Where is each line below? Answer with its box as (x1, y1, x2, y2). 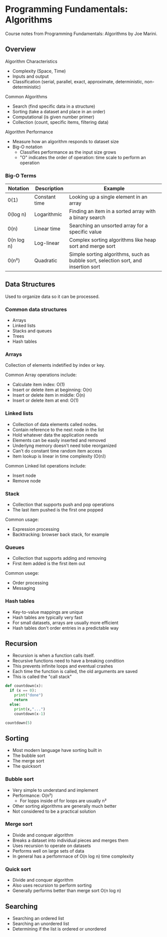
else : (9, 702, 21, 707)
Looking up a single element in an (69, 194, 148, 201)
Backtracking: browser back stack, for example (12, 531, 109, 537)
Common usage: (5, 516, 39, 522)
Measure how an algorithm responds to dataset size (12, 138, 119, 144)
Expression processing (12, 526, 60, 532)
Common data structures (5, 306, 67, 313)
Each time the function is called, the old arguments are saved (12, 669, 138, 675)
